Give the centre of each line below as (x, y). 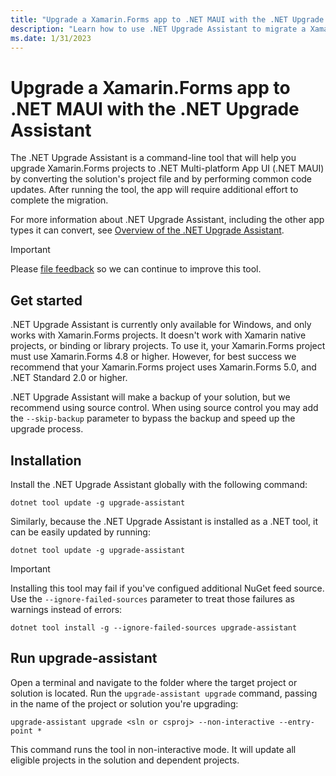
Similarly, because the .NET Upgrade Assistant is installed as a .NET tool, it (164, 521)
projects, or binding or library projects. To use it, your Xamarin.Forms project (168, 346)
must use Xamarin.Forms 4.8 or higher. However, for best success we (153, 357)
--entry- (296, 722)
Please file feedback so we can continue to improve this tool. (136, 269)
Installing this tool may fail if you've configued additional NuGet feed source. (167, 588)
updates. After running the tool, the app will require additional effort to (154, 190)
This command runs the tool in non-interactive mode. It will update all (153, 749)
